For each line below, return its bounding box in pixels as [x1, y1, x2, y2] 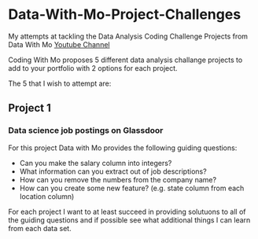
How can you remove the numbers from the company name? [19, 175, 217, 184]
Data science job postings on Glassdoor [8, 125, 164, 136]
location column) [19, 191, 75, 201]
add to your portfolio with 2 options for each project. [8, 63, 179, 72]
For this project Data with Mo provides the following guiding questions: [8, 143, 238, 153]
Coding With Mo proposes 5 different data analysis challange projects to [8, 55, 243, 64]
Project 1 [8, 101, 51, 115]
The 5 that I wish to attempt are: [8, 79, 112, 88]
